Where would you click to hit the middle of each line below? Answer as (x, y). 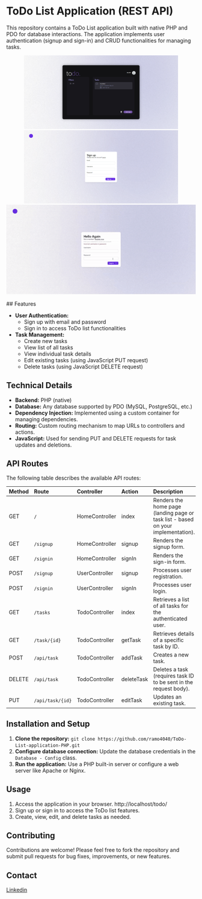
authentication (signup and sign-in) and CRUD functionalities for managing (99, 40)
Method (19, 491)
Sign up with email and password (65, 322)
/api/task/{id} (53, 700)
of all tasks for (170, 606)
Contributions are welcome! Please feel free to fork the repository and (93, 850)
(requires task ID (173, 676)
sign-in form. (170, 561)
